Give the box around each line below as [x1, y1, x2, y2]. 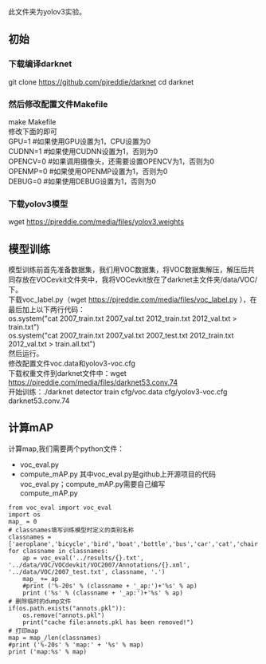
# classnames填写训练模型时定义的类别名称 [8, 526, 135, 534]
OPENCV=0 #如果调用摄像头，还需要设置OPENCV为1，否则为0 [8, 156, 215, 166]
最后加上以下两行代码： [8, 305, 85, 314]
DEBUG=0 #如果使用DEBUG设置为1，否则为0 [8, 176, 157, 186]
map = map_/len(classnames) [8, 634, 102, 642]
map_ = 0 [8, 517, 37, 525]
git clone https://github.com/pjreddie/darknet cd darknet [8, 77, 194, 86]
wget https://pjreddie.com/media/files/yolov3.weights [8, 217, 185, 227]
